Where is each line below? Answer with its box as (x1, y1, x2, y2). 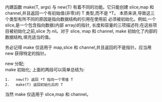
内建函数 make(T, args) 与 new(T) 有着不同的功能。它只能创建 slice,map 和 (5, 4, 154, 10)
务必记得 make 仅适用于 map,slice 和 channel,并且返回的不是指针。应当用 (5, 45, 152, 50)
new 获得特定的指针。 (5, 51, 49, 56)
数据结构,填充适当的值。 (5, 34, 53, 40)
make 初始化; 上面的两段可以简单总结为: (5, 67, 85, 72)
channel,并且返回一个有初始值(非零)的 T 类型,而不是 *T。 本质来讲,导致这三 (5, 10, 155, 16)
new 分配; (5, 61, 25, 66)
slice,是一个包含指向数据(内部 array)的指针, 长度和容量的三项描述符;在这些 (5, 22, 153, 28)
